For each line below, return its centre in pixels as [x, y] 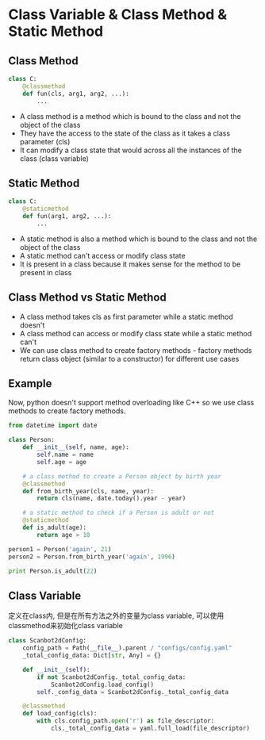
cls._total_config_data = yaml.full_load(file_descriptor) [150, 728]
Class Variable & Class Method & [118, 15]
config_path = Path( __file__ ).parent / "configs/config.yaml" [127, 648]
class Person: [32, 440]
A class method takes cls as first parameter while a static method [126, 316]
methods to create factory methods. [67, 411]
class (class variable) [54, 158]
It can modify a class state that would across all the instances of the [131, 150]
